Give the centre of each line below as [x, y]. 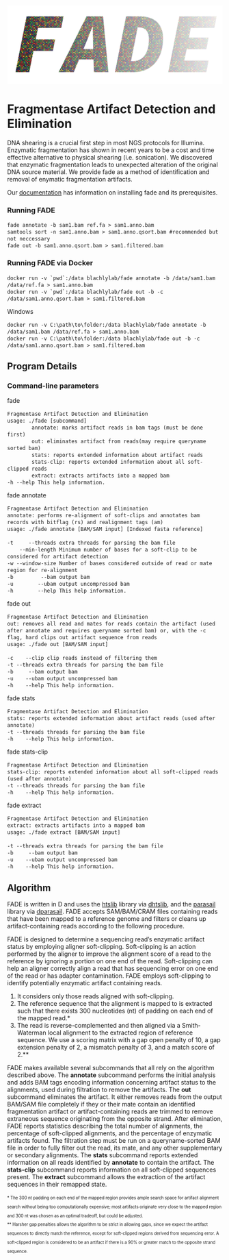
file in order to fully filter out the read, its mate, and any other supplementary [115, 1148]
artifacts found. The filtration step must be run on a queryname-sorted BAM [114, 1141]
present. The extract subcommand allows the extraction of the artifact [106, 1177]
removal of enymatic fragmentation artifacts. [70, 180]
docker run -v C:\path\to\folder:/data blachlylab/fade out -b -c [104, 338]
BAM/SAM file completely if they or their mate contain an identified [101, 1104]
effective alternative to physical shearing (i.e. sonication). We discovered [110, 158]
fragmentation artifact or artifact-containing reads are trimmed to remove [110, 1111]
